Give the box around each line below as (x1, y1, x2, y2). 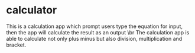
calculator (6, 3, 57, 17)
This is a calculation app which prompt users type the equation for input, (6, 23, 183, 30)
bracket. (6, 41, 27, 48)
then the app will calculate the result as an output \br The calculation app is (6, 29, 190, 36)
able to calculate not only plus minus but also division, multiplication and (6, 35, 183, 42)
